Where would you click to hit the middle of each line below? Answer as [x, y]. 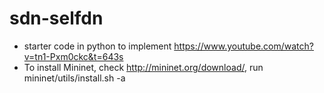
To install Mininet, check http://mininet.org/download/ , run [143, 67]
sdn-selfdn [56, 18]
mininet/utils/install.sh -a [74, 78]
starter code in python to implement [97, 46]
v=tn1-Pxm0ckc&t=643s [73, 56]
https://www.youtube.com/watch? [243, 46]
